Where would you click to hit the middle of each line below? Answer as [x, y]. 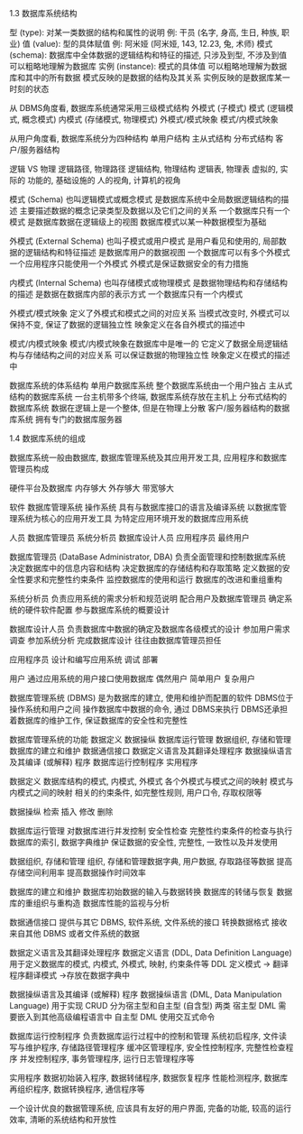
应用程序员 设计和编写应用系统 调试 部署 [84, 659]
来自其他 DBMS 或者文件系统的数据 [74, 933]
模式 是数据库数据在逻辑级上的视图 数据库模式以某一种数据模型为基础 [138, 222]
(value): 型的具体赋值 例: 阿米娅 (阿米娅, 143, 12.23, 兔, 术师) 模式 [152, 44]
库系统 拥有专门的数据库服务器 [66, 419]
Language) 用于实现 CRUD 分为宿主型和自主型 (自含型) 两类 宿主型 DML [143, 1005]
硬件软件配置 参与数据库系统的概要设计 [97, 610]
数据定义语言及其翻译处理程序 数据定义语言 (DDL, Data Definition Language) [151, 953]
